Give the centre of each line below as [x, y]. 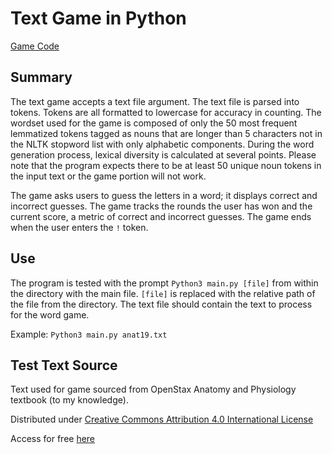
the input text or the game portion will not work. [108, 176]
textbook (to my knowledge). [69, 400]
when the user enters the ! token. [79, 227]
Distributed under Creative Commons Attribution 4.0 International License [162, 419]
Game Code [35, 46]
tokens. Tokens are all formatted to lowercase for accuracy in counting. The [166, 112]
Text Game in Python [98, 18]
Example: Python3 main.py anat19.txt [89, 334]
